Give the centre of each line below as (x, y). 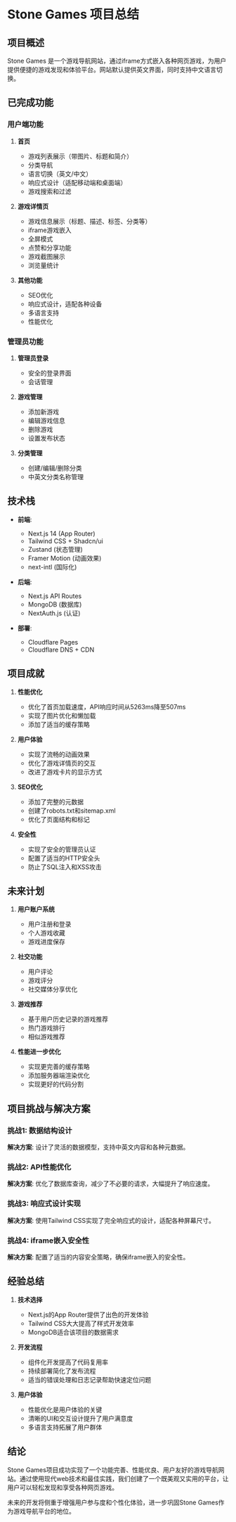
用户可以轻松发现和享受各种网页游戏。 (63, 1487)
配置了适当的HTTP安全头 (64, 858)
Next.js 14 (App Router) (62, 533)
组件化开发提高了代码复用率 (68, 1362)
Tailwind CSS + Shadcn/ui (65, 541)
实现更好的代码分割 (56, 1084)
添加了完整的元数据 (56, 801)
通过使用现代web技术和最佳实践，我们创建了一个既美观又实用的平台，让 (124, 1478)
